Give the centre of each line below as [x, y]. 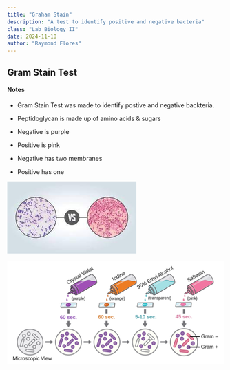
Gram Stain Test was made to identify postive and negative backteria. [116, 105]
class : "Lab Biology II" [43, 29]
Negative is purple [43, 131]
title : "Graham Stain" [40, 14]
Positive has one [40, 171]
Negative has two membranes [60, 158]
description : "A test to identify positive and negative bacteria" [106, 22]
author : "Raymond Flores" [44, 44]
